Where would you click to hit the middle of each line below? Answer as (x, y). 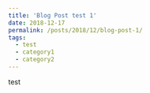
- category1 (35, 52)
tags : (17, 37)
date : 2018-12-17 (37, 23)
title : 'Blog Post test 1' (52, 15)
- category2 (35, 60)
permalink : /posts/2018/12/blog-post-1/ (76, 30)
